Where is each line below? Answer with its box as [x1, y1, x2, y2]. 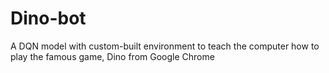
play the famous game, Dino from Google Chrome [10, 50, 215, 62]
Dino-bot [10, 7, 87, 30]
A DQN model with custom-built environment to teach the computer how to [10, 40, 320, 52]
